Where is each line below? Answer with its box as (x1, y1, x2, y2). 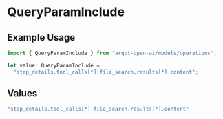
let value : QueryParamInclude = (7, 62, 100, 69)
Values (7, 87, 38, 100)
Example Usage (7, 32, 76, 43)
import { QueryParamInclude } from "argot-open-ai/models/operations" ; (7, 50, 217, 56)
